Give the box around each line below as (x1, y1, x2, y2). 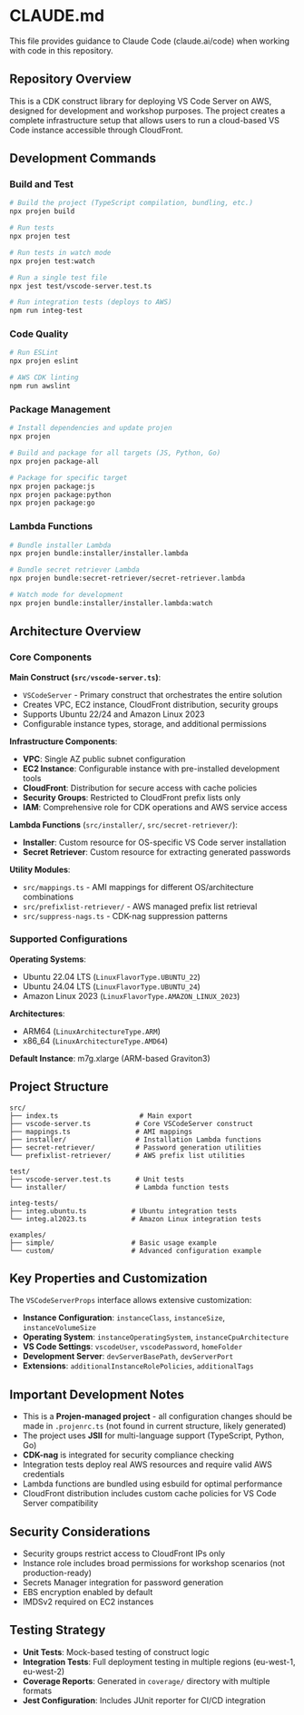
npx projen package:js (9, 482, 95, 491)
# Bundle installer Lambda (9, 541, 112, 550)
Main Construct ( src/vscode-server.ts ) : (9, 671, 162, 682)
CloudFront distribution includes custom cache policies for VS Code (22, 1488, 277, 1499)
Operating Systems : (9, 954, 86, 965)
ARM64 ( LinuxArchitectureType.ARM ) (22, 1025, 161, 1036)
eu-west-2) (22, 1666, 65, 1677)
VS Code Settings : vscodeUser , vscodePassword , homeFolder (22, 1341, 243, 1352)
